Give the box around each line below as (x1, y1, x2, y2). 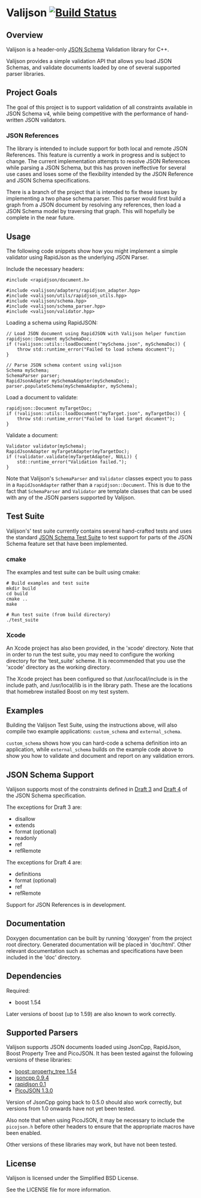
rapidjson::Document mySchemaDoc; (6, 336, 93, 342)
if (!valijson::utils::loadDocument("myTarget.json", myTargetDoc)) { (6, 410, 186, 417)
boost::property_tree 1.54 (14, 1068, 77, 1075)
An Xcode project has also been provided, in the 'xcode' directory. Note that (6, 644, 194, 652)
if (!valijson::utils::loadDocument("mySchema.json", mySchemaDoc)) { (6, 341, 186, 347)
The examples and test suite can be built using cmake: (6, 569, 141, 576)
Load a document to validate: (6, 393, 78, 401)
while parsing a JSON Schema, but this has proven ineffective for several (6, 164, 187, 171)
